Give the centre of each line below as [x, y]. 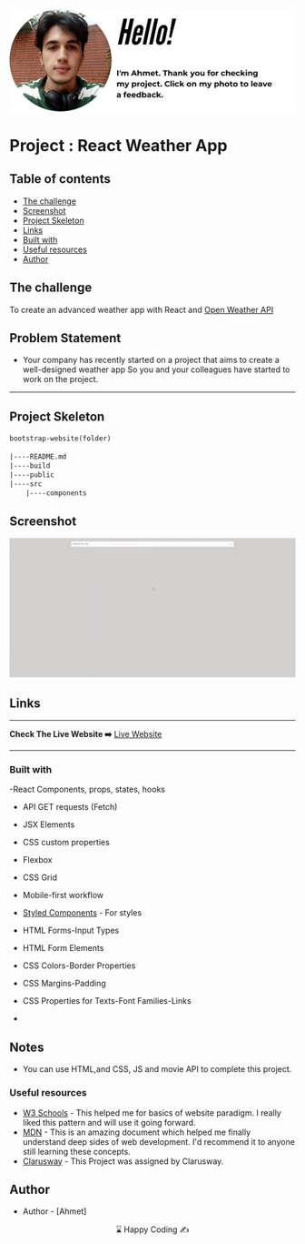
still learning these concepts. [77, 1151]
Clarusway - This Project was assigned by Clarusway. [123, 1161]
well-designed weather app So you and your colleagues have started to [156, 369]
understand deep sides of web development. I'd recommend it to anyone [158, 1141]
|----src [26, 484]
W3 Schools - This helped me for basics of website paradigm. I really [152, 1113]
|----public [32, 475]
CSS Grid [39, 877]
